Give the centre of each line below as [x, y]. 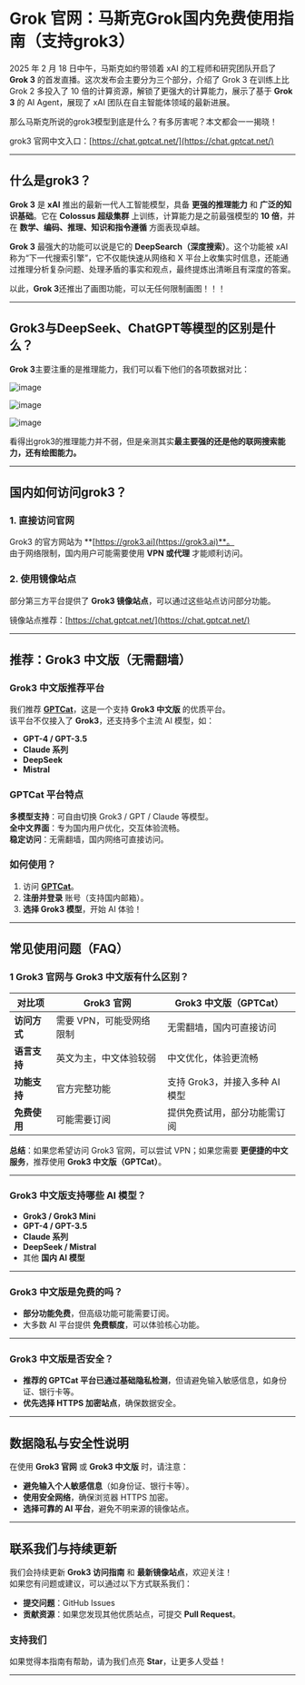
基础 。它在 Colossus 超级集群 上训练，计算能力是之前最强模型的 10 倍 [148, 215]
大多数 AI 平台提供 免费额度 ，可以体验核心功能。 [113, 1325]
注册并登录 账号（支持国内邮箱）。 [85, 897]
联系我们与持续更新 [63, 1548]
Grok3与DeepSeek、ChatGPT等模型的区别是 [137, 328]
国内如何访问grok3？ [68, 492]
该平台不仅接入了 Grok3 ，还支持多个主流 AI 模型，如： [112, 721]
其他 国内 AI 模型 [54, 1257]
